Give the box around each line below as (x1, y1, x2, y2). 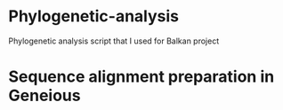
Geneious (8, 86, 81, 106)
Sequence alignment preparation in (8, 67, 275, 87)
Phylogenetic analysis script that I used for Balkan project (8, 35, 220, 46)
